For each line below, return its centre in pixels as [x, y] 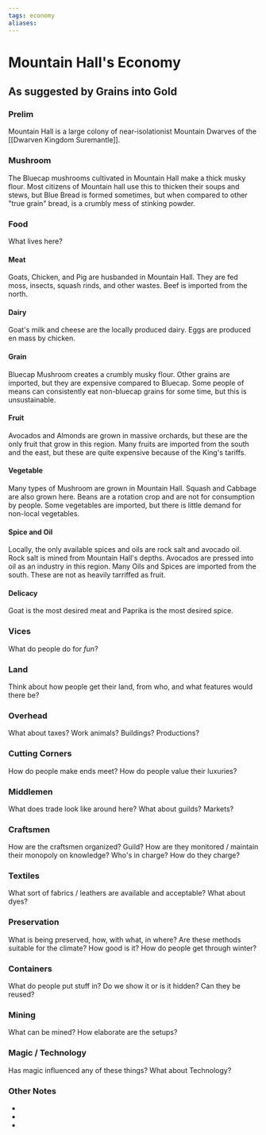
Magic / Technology [48, 1053]
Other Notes [33, 1090]
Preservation [34, 922]
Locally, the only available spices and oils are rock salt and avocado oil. [125, 550]
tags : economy [32, 16]
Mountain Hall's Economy [94, 62]
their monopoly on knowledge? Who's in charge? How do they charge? [124, 855]
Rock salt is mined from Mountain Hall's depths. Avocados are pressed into [131, 558]
